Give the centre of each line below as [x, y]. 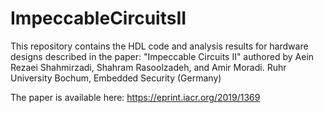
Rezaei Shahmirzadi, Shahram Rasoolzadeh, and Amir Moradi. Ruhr [148, 67]
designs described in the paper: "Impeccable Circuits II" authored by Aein [162, 56]
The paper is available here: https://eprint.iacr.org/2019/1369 [135, 97]
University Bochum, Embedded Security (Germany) [116, 78]
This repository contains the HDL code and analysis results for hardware [159, 46]
